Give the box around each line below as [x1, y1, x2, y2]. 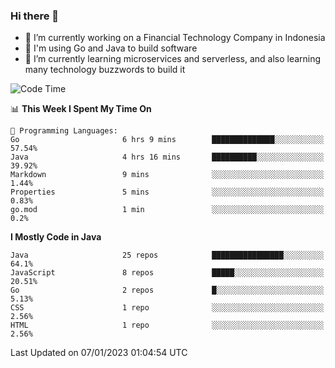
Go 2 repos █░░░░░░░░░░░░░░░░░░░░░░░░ [10, 285, 325, 296]
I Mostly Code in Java [10, 231, 102, 243]
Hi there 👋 [10, 9, 60, 23]
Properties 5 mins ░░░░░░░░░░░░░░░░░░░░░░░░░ [10, 187, 325, 198]
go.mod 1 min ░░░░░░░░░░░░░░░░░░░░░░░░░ [10, 205, 325, 215]
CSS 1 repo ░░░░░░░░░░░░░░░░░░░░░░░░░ [10, 303, 325, 313]
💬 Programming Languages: [10, 126, 118, 136]
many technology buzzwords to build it [24, 64, 186, 76]
